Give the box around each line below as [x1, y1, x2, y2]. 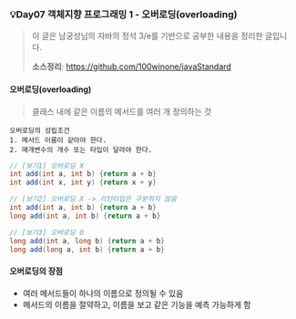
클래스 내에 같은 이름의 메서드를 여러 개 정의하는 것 [31, 106, 212, 117]
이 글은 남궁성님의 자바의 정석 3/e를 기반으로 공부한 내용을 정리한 [31, 30, 263, 42]
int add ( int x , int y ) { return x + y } [9, 178, 157, 188]
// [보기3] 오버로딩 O [9, 228, 85, 237]
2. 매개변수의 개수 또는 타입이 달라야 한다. [9, 145, 153, 154]
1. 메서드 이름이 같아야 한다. [9, 135, 107, 145]
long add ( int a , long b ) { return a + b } [9, 236, 166, 245]
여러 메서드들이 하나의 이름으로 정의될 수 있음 [22, 287, 184, 298]
